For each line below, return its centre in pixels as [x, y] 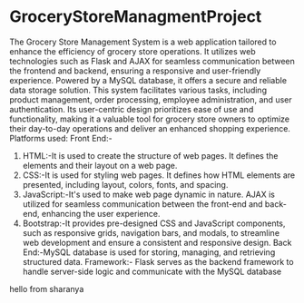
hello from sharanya [47, 288]
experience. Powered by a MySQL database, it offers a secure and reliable [148, 80]
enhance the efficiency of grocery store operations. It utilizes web [132, 51]
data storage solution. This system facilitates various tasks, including [138, 90]
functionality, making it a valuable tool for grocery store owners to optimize [150, 119]
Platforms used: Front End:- [61, 138]
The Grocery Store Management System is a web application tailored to [143, 42]
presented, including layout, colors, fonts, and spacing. [125, 184]
